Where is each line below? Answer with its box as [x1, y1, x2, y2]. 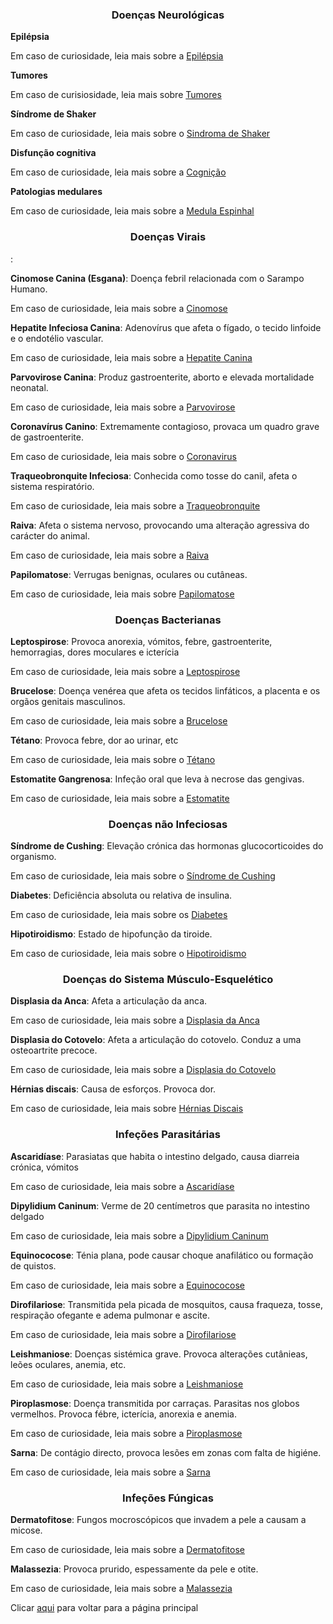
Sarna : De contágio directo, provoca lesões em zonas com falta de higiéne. [10, 1446, 322, 1458]
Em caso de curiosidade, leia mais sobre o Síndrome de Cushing [10, 870, 276, 882]
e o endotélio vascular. [10, 332, 104, 344]
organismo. [10, 851, 57, 863]
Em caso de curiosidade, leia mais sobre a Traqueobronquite [10, 499, 261, 512]
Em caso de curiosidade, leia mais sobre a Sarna [10, 1466, 211, 1478]
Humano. [10, 283, 48, 295]
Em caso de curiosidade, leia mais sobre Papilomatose [10, 588, 235, 600]
